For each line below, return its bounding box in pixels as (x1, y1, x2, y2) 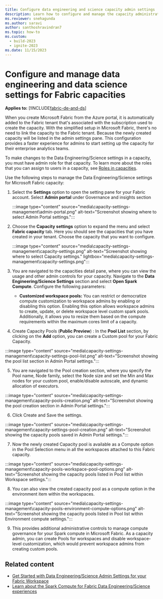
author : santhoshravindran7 (5, 25, 62, 30)
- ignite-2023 (9, 43, 38, 48)
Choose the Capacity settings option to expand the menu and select (12, 224, 150, 230)
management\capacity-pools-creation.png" (5, 398, 92, 403)
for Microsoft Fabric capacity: (5, 180, 65, 186)
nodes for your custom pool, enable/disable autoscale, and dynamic (12, 378, 148, 384)
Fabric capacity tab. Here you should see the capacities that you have (12, 229, 153, 234)
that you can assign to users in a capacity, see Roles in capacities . (5, 166, 137, 171)
